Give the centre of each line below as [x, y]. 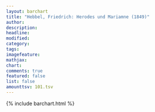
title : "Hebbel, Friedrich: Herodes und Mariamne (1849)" [78, 17]
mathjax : [17, 60]
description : [22, 28]
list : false [20, 82]
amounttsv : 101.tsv [30, 87]
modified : [18, 38]
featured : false [26, 76]
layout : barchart [27, 11]
